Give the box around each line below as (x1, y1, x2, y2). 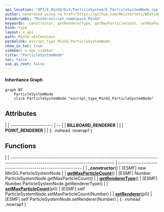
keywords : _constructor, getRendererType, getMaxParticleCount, (5, 21, 139, 26)
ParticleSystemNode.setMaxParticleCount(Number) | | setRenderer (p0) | (5, 191, 152, 197)
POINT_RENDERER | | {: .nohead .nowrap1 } (5, 127, 93, 133)
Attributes (5, 109, 37, 118)
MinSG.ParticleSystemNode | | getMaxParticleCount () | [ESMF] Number (5, 170, 151, 176)
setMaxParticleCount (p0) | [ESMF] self (5, 186, 85, 191)
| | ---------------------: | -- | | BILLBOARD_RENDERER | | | (5, 123, 123, 128)
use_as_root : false (5, 62, 45, 66)
